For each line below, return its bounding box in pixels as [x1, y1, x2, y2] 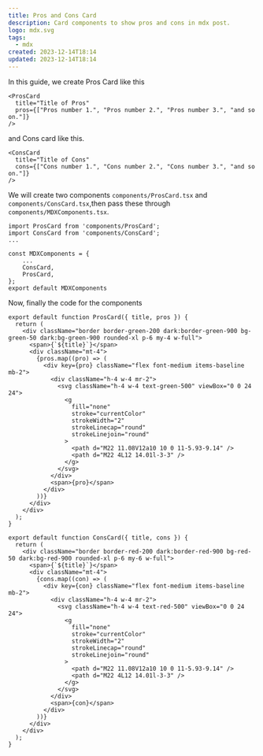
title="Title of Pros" [15, 99, 90, 107]
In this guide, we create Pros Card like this [8, 76, 145, 87]
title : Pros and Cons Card [8, 11, 97, 20]
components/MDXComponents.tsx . [8, 206, 109, 217]
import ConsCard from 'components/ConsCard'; [8, 229, 160, 237]
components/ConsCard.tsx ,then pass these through [8, 198, 171, 208]
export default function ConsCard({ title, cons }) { [8, 533, 189, 542]
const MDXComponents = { [8, 250, 90, 258]
